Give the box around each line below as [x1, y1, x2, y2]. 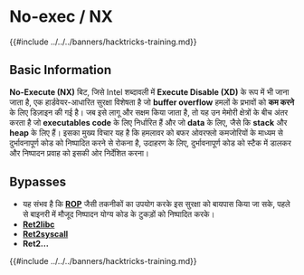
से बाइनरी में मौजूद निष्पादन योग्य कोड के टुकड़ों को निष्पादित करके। [22, 208, 215, 219]
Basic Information [9, 62, 112, 78]
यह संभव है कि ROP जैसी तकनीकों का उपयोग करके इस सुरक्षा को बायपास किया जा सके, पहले [22, 198, 291, 209]
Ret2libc [22, 219, 55, 230]
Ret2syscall [22, 228, 69, 239]
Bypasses [9, 175, 66, 190]
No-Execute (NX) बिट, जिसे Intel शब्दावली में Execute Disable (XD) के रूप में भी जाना [9, 86, 290, 97]
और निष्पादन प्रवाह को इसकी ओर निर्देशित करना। [9, 147, 149, 158]
